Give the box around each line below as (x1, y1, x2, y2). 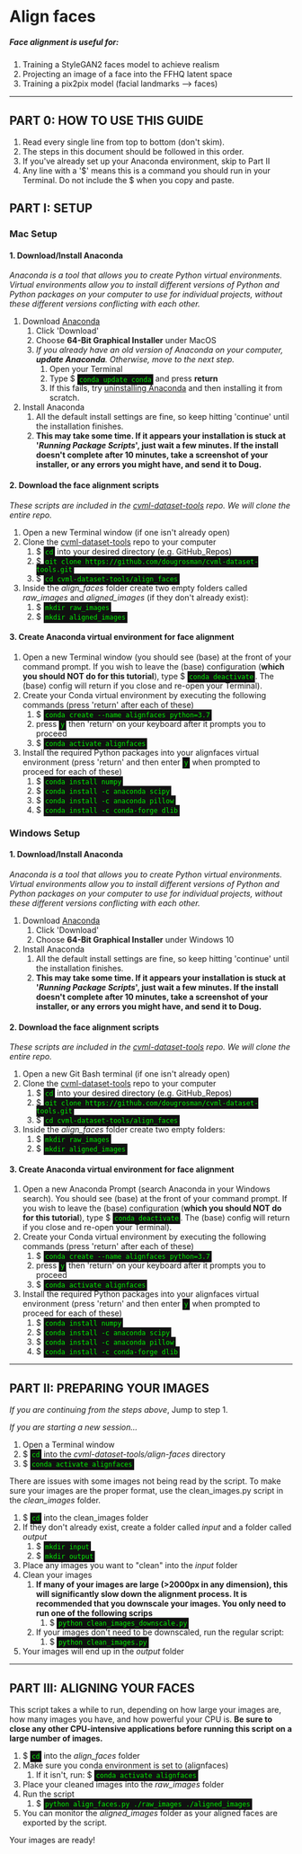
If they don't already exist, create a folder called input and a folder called (22, 1521, 292, 1533)
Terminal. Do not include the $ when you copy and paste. (22, 174, 235, 185)
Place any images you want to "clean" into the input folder (22, 1560, 238, 1571)
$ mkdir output (35, 1550, 94, 1561)
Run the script (22, 1788, 75, 1799)
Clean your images (22, 1570, 93, 1581)
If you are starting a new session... (9, 1422, 138, 1433)
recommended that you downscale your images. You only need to (35, 1598, 287, 1610)
